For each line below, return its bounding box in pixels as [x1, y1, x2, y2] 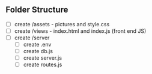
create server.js [23, 54, 62, 61]
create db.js [23, 48, 53, 55]
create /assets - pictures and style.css [14, 20, 110, 27]
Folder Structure [5, 5, 68, 15]
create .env [23, 41, 52, 48]
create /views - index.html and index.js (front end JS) [14, 27, 147, 35]
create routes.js [23, 61, 62, 68]
